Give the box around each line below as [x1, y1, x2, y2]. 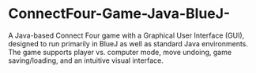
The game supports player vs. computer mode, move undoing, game [8, 47, 232, 57]
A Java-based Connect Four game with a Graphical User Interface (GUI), [8, 31, 245, 40]
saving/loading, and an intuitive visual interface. [8, 56, 164, 65]
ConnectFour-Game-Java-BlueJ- [8, 5, 231, 23]
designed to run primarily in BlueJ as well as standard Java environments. [8, 38, 249, 48]
